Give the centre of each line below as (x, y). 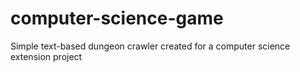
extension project (46, 56)
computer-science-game (117, 18)
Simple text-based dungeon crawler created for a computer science (150, 46)
